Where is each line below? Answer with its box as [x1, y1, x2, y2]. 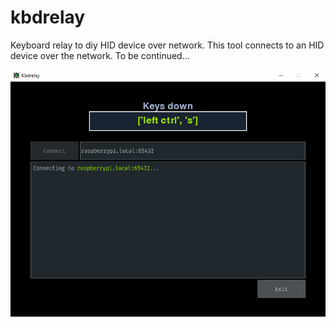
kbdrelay [10, 6, 86, 29]
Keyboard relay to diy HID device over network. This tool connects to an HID [10, 39, 325, 51]
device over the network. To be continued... [10, 49, 190, 61]
